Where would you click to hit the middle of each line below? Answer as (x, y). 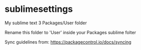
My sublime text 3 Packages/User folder (46, 23)
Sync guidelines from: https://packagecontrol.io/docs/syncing (68, 42)
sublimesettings (39, 9)
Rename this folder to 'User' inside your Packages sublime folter (70, 32)
